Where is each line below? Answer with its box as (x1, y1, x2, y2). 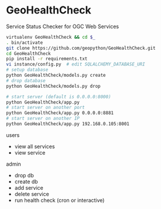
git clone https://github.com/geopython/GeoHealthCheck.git (6, 45, 156, 51)
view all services (14, 143, 55, 150)
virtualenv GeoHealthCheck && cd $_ (6, 34, 95, 40)
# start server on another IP (6, 115, 80, 122)
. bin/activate (6, 39, 43, 46)
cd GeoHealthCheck (6, 50, 51, 56)
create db (14, 178, 38, 185)
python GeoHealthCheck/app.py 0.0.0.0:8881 (6, 110, 114, 116)
